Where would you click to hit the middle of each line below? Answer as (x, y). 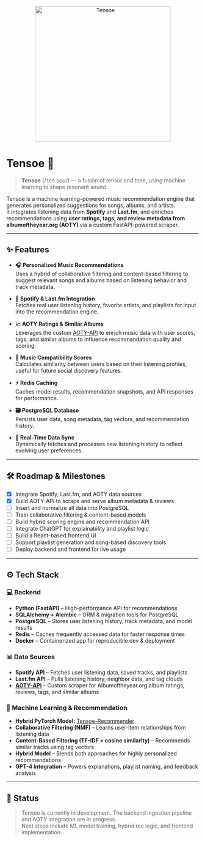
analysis (26, 773)
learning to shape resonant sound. (64, 187)
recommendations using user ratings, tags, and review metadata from (96, 218)
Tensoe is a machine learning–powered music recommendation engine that (101, 198)
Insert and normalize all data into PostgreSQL (72, 507)
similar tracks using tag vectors (55, 747)
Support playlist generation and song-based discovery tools (91, 542)
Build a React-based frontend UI (56, 535)
